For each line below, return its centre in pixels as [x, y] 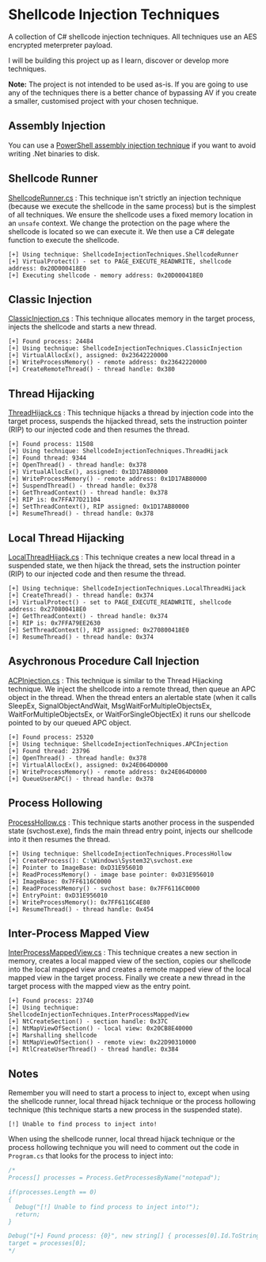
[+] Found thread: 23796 [49, 751]
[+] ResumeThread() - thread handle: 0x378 [81, 514]
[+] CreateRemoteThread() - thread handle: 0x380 [92, 369]
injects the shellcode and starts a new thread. [82, 327]
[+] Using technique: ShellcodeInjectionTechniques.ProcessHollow [120, 854]
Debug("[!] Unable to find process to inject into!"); [108, 1207]
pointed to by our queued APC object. [70, 722]
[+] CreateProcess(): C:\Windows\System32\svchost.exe [101, 860]
